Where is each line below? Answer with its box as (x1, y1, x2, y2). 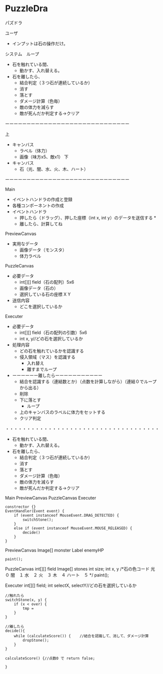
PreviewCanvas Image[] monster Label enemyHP (5, 547, 104, 553)
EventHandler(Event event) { (5, 508, 65, 513)
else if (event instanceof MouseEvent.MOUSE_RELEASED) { (14, 526, 133, 530)
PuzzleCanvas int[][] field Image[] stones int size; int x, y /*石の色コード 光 (5, 566, 155, 572)
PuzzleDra (5, 3, 48, 14)
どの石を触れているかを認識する (19, 348, 84, 354)
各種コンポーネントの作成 (12, 202, 64, 208)
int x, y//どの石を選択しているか (19, 336, 83, 341)
